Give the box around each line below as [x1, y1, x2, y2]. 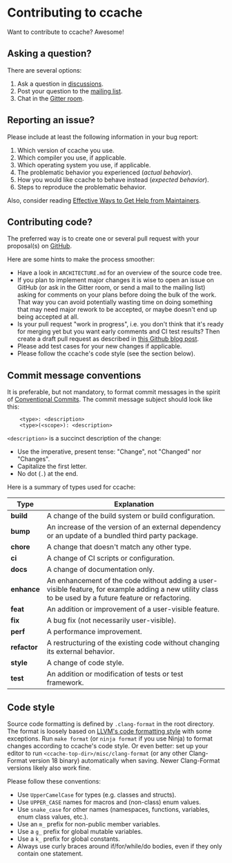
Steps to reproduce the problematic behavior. [17, 183, 147, 191]
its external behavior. [46, 647, 115, 656]
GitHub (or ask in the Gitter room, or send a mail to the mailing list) [17, 284, 206, 292]
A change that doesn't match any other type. [46, 542, 191, 552]
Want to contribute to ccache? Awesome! [7, 28, 124, 36]
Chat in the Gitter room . [17, 94, 84, 102]
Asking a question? [7, 48, 92, 59]
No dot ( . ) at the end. [17, 470, 78, 478]
